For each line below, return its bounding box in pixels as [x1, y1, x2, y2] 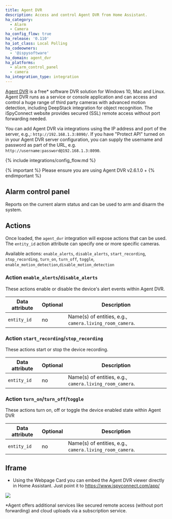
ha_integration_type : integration [5, 74, 79, 79]
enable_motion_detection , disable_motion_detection [5, 261, 115, 267]
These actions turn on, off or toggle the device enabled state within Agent [5, 407, 161, 413]
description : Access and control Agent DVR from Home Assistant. [5, 12, 147, 17]
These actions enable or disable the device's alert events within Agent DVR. [5, 286, 165, 292]
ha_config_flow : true [5, 31, 52, 36]
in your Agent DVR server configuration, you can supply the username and [5, 136, 163, 143]
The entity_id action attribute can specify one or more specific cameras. [5, 241, 160, 247]
